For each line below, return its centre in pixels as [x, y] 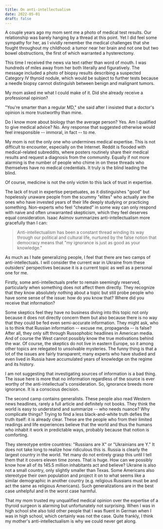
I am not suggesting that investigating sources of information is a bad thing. [81, 374]
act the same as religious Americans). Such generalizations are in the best [80, 486]
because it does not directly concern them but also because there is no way [81, 318]
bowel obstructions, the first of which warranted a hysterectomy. [70, 53]
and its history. [20, 364]
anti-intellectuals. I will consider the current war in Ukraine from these [75, 263]
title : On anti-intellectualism [38, 10]
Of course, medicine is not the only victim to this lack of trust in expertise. [79, 182]
